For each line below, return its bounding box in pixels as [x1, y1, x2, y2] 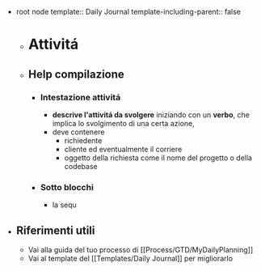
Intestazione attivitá [40, 91, 121, 103]
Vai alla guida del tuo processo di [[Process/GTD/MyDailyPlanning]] [27, 244, 254, 254]
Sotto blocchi [40, 181, 95, 193]
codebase [64, 161, 99, 171]
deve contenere [52, 127, 105, 137]
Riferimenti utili [15, 223, 95, 237]
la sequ [52, 200, 77, 210]
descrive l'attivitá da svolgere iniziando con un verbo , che [52, 109, 250, 120]
